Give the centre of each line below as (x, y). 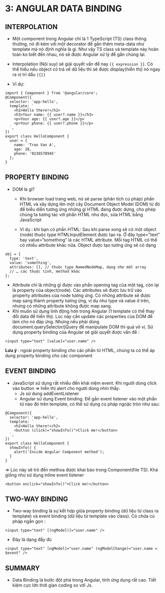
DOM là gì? (23, 189)
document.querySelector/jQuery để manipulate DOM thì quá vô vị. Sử (83, 327)
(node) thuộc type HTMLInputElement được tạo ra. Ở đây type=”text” (90, 235)
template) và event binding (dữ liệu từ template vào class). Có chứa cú (83, 516)
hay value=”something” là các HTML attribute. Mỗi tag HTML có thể (88, 239)
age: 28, (23, 149)
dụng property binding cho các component (49, 356)
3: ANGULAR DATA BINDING (64, 9)
